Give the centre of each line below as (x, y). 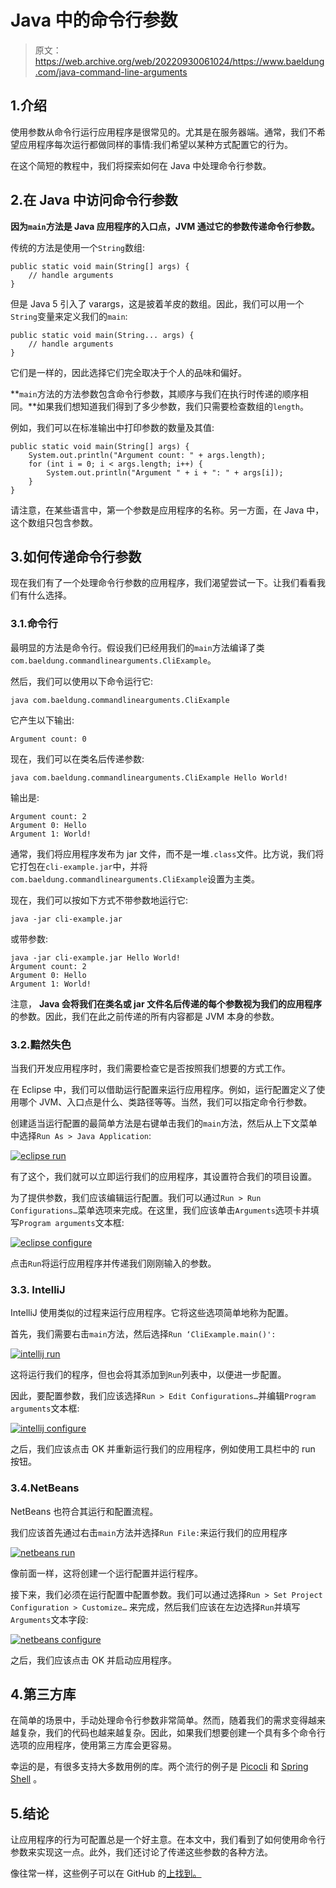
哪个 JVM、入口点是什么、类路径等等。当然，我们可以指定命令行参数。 (165, 1102)
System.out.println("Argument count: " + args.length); (147, 455)
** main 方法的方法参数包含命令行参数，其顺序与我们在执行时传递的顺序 (155, 393)
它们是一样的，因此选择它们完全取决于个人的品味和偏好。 (128, 372)
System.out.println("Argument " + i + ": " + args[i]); (165, 472)
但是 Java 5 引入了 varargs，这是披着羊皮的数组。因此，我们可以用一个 (157, 303)
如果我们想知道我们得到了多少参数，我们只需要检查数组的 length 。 (172, 406)
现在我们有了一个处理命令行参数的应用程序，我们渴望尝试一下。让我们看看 (163, 583)
